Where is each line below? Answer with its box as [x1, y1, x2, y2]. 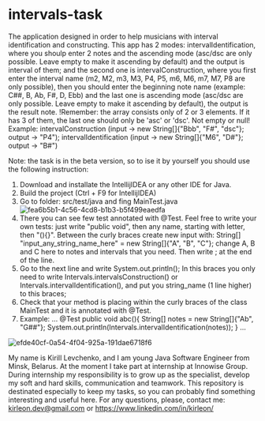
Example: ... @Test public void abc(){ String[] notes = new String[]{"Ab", [19, 314, 254, 323]
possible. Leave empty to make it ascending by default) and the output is [8, 57, 245, 66]
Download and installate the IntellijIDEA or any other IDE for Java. [19, 179, 232, 189]
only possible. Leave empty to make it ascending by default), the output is [8, 99, 248, 108]
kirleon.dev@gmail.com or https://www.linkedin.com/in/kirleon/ [8, 403, 215, 412]
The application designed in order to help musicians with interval [8, 32, 218, 41]
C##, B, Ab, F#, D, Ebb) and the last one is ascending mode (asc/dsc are [8, 90, 244, 100]
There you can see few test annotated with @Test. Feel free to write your [19, 213, 257, 223]
